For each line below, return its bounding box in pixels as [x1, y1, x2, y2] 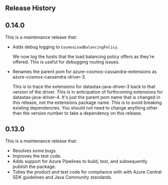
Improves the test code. [12, 153, 62, 159]
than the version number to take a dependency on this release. [12, 110, 142, 116]
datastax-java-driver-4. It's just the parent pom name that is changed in [12, 94, 160, 100]
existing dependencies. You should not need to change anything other [12, 105, 158, 111]
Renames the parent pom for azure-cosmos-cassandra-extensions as [12, 68, 157, 74]
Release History [5, 4, 56, 12]
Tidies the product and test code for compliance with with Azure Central [12, 169, 162, 175]
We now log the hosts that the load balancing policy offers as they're [12, 53, 154, 59]
